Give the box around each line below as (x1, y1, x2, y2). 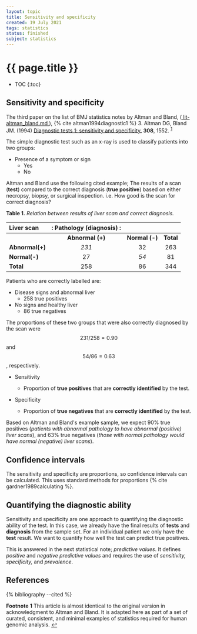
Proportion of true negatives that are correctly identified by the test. (23, 408, 192, 415)
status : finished (6, 31, 49, 36)
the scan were (6, 325, 41, 332)
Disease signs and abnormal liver (14, 289, 95, 296)
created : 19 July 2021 (6, 19, 62, 25)
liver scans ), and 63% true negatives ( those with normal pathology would (6, 432, 185, 439)
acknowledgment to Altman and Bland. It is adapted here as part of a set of (6, 608, 188, 615)
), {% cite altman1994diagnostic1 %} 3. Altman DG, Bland (49, 119, 187, 126)
